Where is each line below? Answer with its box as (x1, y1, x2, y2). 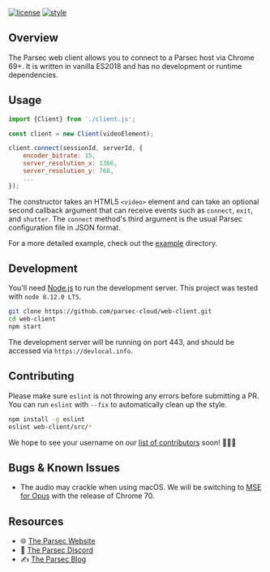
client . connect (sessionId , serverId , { (8, 144, 144, 153)
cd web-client (8, 315, 57, 324)
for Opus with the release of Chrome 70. (19, 491, 155, 501)
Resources (8, 514, 64, 528)
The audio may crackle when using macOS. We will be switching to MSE (19, 483, 262, 492)
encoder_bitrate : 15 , (23, 152, 96, 160)
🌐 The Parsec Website (19, 536, 96, 546)
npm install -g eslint (8, 415, 85, 424)
